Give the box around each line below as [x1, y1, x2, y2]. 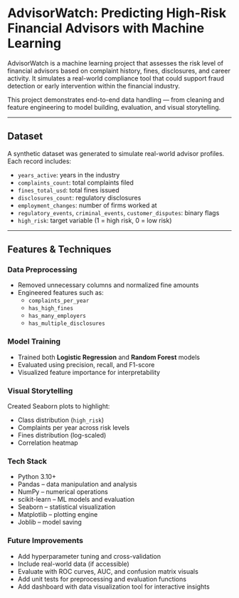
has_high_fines [28, 305, 73, 312]
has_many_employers [28, 312, 87, 320]
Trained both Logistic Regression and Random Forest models [17, 353, 201, 361]
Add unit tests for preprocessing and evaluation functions [17, 574, 187, 583]
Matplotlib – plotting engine [17, 510, 98, 519]
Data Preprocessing [7, 265, 78, 275]
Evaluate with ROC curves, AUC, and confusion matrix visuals [17, 567, 199, 575]
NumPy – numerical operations [17, 488, 108, 496]
